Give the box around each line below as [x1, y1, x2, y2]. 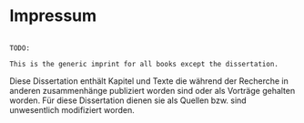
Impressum [9, 5, 97, 26]
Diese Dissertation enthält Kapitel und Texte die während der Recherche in [9, 75, 289, 87]
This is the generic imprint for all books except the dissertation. [9, 59, 279, 68]
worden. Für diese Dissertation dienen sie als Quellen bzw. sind [9, 95, 248, 106]
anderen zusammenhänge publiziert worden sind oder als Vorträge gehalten [9, 85, 296, 96]
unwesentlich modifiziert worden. [9, 104, 135, 115]
